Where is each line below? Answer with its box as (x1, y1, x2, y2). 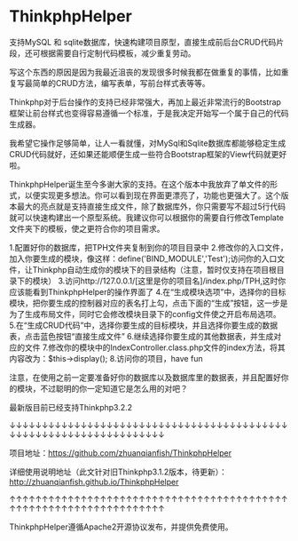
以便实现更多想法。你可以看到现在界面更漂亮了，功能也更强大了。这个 (24, 189, 281, 201)
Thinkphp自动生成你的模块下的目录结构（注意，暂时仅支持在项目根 (32, 264, 278, 274)
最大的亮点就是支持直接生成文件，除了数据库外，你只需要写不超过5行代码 (16, 201, 286, 211)
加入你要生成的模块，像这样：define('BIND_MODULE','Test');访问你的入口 (9, 253, 278, 264)
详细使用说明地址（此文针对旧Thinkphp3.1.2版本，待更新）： (9, 466, 228, 477)
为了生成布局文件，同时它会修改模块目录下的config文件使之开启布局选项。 (9, 308, 281, 319)
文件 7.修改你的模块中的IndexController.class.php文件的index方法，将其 (24, 342, 286, 353)
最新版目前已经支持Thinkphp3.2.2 (9, 402, 133, 412)
